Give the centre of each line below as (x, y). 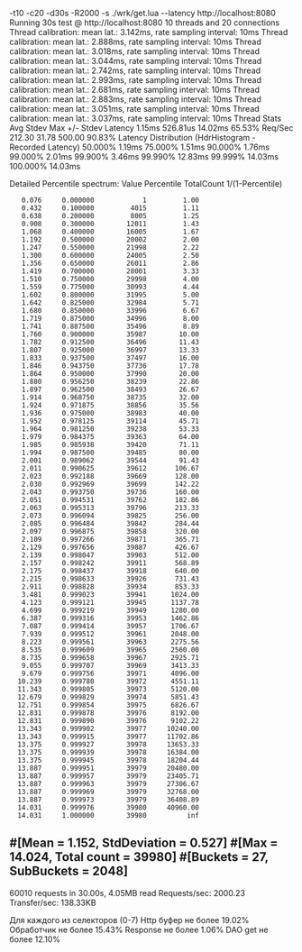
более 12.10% (35, 939)
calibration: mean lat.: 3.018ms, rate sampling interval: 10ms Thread (134, 51)
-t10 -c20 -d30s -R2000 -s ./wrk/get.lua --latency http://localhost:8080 (143, 13)
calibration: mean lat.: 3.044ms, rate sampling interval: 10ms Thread (136, 61)
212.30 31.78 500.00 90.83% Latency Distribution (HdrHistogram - (133, 137)
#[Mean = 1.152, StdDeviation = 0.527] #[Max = (144, 843)
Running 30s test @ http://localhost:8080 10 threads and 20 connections (145, 23)
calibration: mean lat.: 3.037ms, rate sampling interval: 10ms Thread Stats (146, 118)
